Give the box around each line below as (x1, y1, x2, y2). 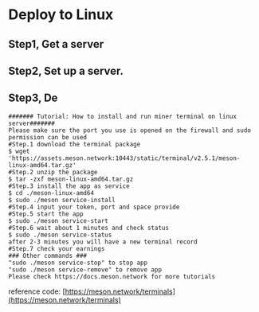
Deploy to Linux (8, 6, 114, 24)
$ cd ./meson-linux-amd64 (8, 189, 94, 197)
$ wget (8, 147, 30, 155)
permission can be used (8, 133, 88, 141)
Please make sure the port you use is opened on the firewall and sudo (8, 126, 251, 135)
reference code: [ (8, 287, 65, 296)
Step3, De (8, 92, 58, 105)
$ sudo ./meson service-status (8, 231, 112, 239)
